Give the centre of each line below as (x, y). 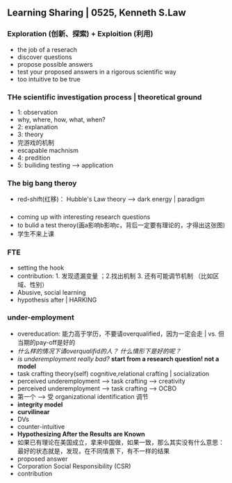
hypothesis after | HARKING (57, 300)
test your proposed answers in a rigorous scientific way (97, 72)
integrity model (40, 404)
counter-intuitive (41, 426)
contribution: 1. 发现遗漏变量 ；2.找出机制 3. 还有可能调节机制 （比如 (115, 276)
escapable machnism (48, 150)
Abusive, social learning (51, 292)
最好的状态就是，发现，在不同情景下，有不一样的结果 (93, 451)
